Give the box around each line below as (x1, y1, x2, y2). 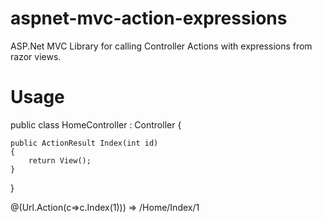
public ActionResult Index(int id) (10, 138, 159, 148)
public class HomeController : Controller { (10, 118, 182, 131)
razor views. (10, 50, 62, 62)
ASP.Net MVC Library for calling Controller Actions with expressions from (10, 40, 313, 52)
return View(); (28, 155, 92, 166)
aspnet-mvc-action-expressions (10, 7, 288, 30)
